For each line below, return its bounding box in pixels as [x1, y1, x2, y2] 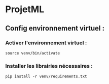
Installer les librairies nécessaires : [5, 62, 93, 69]
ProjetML [5, 4, 45, 15]
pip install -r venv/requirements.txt [5, 74, 87, 79]
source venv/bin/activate [5, 50, 60, 55]
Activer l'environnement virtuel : [5, 39, 87, 46]
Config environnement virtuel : [5, 24, 105, 33]
